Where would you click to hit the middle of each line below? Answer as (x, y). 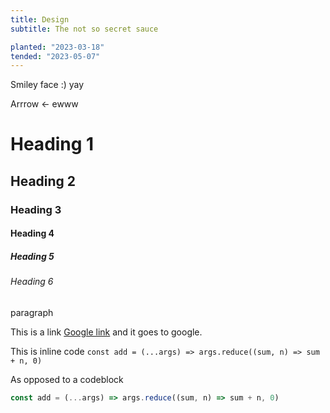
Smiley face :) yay (47, 85)
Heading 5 (32, 256)
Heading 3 (36, 209)
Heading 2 (43, 181)
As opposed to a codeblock (67, 379)
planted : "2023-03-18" (57, 47)
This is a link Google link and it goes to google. (106, 332)
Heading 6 (32, 282)
